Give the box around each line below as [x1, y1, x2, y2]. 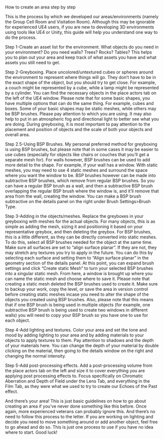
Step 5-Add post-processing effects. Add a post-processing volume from [5, 362, 153, 368]
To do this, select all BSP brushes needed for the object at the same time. [5, 239, 153, 245]
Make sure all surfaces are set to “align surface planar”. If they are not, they [5, 245, 157, 250]
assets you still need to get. [5, 60, 61, 65]
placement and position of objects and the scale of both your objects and [5, 127, 153, 132]
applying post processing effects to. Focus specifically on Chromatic [5, 373, 143, 379]
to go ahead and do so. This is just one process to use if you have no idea [5, 424, 154, 430]
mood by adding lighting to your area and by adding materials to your [5, 332, 144, 338]
